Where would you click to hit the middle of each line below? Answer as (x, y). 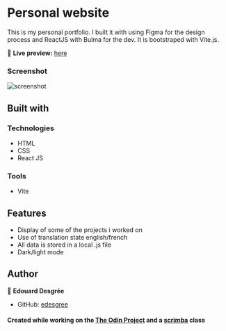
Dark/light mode (40, 252)
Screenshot (27, 71)
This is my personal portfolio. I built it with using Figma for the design (106, 32)
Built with (28, 108)
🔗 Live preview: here (37, 53)
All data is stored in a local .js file (64, 245)
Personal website (58, 13)
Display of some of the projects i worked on (80, 230)
